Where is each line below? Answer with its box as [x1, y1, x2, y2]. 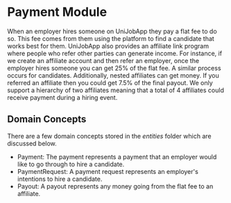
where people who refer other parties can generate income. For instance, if [7, 49, 223, 58]
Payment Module [7, 4, 108, 20]
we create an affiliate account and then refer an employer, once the [7, 56, 200, 64]
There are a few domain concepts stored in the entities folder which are [7, 132, 212, 140]
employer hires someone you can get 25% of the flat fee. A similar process [7, 64, 221, 72]
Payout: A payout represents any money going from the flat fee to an [17, 182, 214, 191]
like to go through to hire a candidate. [17, 160, 125, 168]
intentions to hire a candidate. [17, 175, 103, 183]
